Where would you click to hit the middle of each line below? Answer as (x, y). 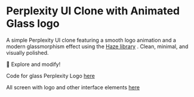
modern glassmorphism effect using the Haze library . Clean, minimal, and (97, 46)
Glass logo (33, 24)
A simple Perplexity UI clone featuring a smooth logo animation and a (91, 40)
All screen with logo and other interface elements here (73, 87)
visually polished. (27, 52)
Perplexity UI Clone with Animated (93, 11)
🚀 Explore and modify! (33, 64)
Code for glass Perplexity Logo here (51, 76)
